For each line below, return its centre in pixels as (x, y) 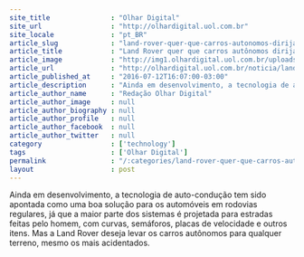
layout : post (72, 169)
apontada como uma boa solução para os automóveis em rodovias (133, 205)
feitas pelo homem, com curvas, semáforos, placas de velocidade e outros (148, 224)
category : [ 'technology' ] (93, 144)
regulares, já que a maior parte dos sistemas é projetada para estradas (141, 214)
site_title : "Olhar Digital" (95, 18)
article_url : (62, 69)
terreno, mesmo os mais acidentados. (80, 243)
